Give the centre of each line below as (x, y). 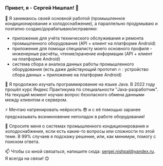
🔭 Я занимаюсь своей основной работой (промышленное (65, 19)
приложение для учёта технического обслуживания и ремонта (78, 38)
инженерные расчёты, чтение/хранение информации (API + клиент (82, 54)
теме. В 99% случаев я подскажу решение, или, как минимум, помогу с (81, 137)
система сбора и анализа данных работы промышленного (73, 64)
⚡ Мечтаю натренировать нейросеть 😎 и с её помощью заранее (73, 110)
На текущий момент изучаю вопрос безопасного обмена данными (75, 95)
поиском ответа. (22, 142)
